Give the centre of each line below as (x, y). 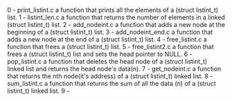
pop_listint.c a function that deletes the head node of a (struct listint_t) (107, 61)
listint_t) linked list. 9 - (38, 91)
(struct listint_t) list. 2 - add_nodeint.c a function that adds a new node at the (116, 25)
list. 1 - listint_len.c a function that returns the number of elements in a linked (116, 17)
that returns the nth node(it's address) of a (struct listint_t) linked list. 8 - (110, 76)
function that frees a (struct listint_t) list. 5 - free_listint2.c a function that (110, 47)
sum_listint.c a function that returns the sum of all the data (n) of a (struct (111, 83)
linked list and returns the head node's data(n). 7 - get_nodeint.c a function (114, 69)
